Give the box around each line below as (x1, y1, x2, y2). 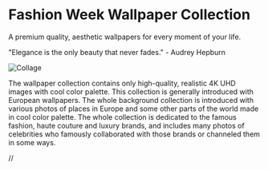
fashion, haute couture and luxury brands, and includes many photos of (8, 121, 245, 130)
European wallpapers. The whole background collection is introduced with (8, 95, 254, 105)
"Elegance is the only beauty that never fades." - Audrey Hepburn (8, 47, 226, 57)
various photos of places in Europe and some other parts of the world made (8, 104, 259, 113)
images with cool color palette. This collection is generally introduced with (8, 86, 254, 97)
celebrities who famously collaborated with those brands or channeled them (8, 129, 261, 139)
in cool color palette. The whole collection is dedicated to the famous (8, 112, 237, 121)
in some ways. (8, 137, 56, 147)
